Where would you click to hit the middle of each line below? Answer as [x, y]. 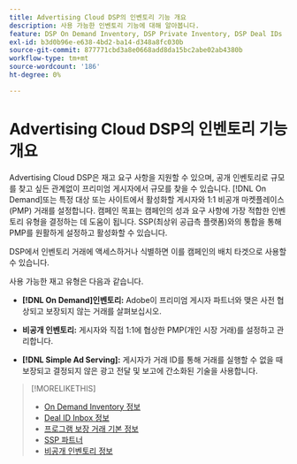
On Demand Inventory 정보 [92, 407]
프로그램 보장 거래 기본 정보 [91, 429]
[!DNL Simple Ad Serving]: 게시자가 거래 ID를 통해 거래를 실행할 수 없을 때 [152, 360]
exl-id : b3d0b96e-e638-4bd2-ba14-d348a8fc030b [96, 42]
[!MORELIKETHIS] [63, 388]
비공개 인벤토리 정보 [78, 451]
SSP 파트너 [64, 439]
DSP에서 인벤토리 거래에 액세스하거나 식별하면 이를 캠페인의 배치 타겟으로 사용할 [148, 251]
